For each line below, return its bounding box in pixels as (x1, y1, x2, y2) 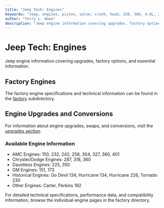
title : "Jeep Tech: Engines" (5, 7, 64, 12)
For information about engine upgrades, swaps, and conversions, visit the (5, 123, 153, 129)
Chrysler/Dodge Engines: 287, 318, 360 (12, 157, 91, 162)
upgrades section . (5, 128, 41, 134)
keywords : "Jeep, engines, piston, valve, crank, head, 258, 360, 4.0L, (5, 12, 156, 17)
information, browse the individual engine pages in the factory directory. (5, 197, 150, 203)
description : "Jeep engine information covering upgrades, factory (5, 21, 145, 26)
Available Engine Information (5, 140, 75, 147)
